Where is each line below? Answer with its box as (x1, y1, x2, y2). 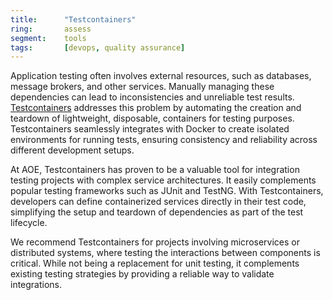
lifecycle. (10, 217, 48, 229)
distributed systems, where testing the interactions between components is (10, 247, 321, 259)
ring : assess (10, 24, 92, 34)
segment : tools (10, 33, 87, 43)
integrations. (10, 279, 63, 291)
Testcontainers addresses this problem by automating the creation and (10, 102, 302, 114)
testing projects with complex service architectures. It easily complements (10, 174, 317, 186)
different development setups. (10, 144, 135, 156)
